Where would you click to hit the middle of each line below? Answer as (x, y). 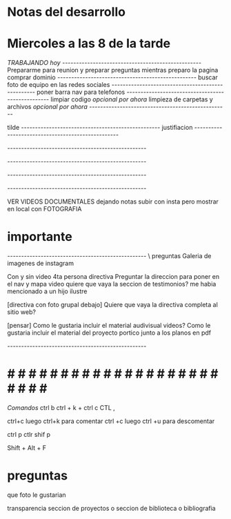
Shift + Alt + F (27, 448)
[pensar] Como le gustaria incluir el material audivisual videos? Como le (109, 326)
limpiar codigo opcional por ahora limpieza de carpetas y (132, 99)
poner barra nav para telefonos (81, 92)
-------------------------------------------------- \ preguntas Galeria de (109, 256)
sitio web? (22, 312)
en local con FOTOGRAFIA (44, 209)
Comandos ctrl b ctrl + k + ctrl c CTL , (61, 408)
